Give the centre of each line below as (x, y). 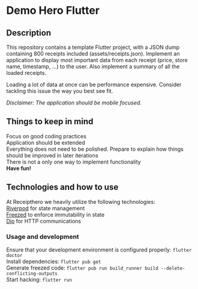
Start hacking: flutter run (39, 279)
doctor (14, 255)
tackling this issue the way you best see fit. (60, 91)
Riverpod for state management (46, 208)
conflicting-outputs (32, 273)
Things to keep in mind (50, 122)
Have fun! (19, 168)
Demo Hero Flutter (53, 11)
